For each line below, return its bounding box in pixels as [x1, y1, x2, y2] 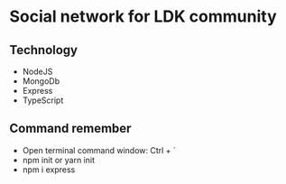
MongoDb [22, 76, 60, 87]
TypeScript [22, 95, 64, 106]
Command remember [9, 121, 132, 136]
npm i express [22, 164, 76, 175]
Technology [9, 42, 78, 58]
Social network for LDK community [9, 6, 277, 27]
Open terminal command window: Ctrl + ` [22, 144, 176, 155]
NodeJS [22, 66, 53, 77]
